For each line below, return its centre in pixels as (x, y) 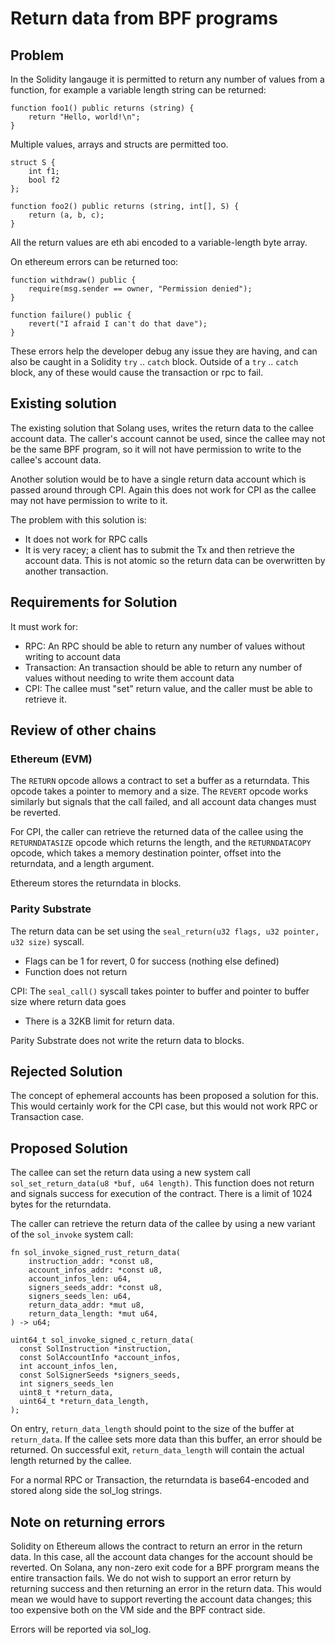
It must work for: (44, 626)
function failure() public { (71, 315)
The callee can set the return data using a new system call (130, 1173)
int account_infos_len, (68, 1367)
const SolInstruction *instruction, (95, 1349)
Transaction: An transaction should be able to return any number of (163, 667)
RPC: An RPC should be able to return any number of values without (165, 646)
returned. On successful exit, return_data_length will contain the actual (157, 1450)
